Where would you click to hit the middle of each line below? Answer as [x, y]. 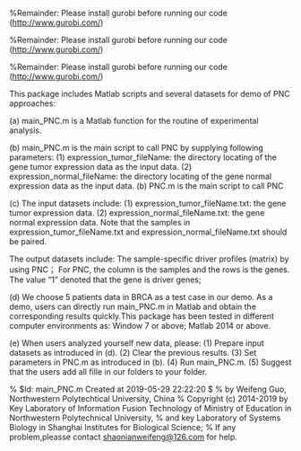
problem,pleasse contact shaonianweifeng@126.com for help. [123, 437]
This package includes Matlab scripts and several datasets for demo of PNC [150, 94]
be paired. [28, 241]
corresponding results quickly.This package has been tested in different [142, 316]
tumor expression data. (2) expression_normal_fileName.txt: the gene [137, 213]
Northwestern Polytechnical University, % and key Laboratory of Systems [145, 418]
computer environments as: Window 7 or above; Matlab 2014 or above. [140, 326]
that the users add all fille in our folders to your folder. [108, 371]
